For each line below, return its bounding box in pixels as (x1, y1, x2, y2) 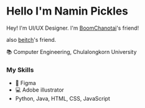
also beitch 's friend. (6, 36, 57, 43)
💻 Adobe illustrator (15, 86, 65, 93)
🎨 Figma (15, 79, 37, 87)
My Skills (6, 66, 34, 74)
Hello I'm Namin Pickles (6, 4, 129, 18)
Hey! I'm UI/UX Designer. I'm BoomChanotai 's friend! (6, 24, 139, 32)
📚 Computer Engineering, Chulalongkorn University (6, 48, 137, 55)
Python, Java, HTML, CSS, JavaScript (15, 95, 110, 103)
